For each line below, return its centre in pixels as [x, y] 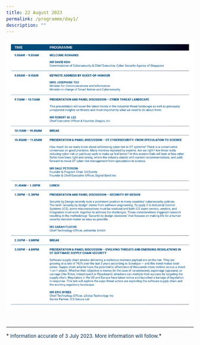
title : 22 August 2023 [34, 13]
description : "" [26, 25]
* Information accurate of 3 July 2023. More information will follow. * [84, 336]
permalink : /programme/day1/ [42, 19]
